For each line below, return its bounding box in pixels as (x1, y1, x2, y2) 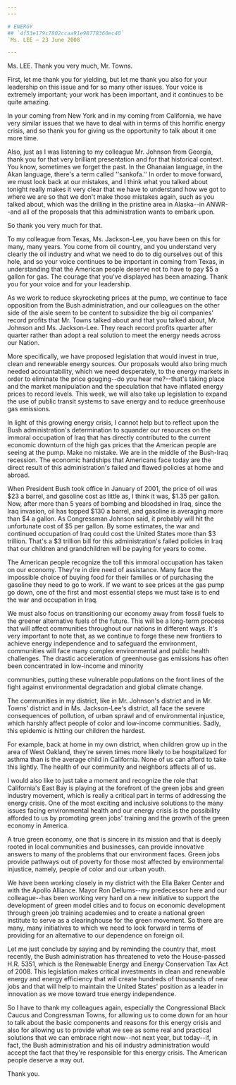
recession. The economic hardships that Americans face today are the (7, 456, 211, 464)
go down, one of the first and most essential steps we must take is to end (7, 588, 221, 597)
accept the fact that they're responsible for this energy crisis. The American (7, 1048, 228, 1057)
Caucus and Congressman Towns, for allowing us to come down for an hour (7, 1011, 228, 1019)
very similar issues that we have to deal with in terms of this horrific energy (7, 119, 225, 128)
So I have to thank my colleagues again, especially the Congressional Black (7, 1003, 226, 1012)
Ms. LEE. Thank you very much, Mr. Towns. (7, 61, 133, 71)
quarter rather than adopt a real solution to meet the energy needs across (7, 331, 221, 339)
